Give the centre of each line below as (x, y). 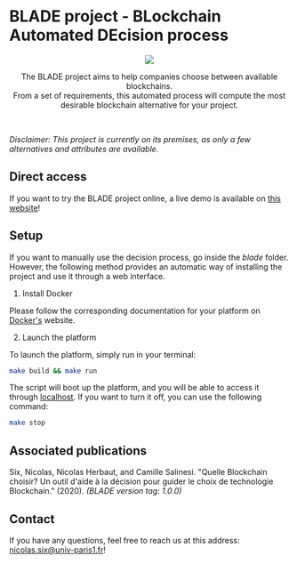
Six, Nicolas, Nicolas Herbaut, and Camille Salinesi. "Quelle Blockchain (139, 472)
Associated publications (78, 451)
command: (29, 407)
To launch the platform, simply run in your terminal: (103, 354)
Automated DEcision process (119, 35)
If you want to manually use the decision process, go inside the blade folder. (149, 257)
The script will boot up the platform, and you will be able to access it (134, 388)
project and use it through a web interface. (88, 276)
